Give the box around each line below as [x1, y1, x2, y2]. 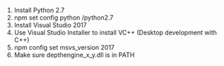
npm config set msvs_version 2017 [13, 44, 115, 51]
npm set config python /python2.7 [13, 13, 114, 22]
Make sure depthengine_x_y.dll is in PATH [13, 51, 135, 59]
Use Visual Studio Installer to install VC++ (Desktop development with [13, 28, 218, 37]
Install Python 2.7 [13, 6, 65, 14]
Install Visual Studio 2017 [13, 21, 87, 29]
